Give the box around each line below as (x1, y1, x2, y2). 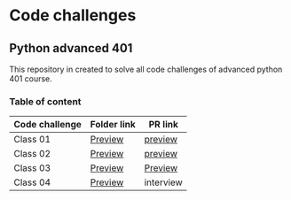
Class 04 (13, 176, 51, 188)
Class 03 (13, 162, 51, 174)
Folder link (90, 119, 136, 131)
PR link (148, 119, 179, 131)
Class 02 (13, 148, 51, 160)
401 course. (9, 73, 53, 84)
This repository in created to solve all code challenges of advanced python (9, 64, 283, 74)
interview (144, 176, 184, 188)
